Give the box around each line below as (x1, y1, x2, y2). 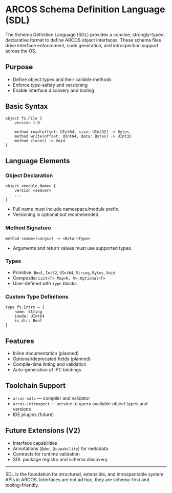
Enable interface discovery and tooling (12, 87, 95, 93)
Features (5, 337, 34, 345)
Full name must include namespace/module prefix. (12, 206, 120, 212)
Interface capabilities (12, 440, 57, 446)
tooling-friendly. (5, 482, 39, 488)
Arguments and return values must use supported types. (12, 245, 132, 251)
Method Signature (5, 224, 51, 231)
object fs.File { (5, 115, 42, 121)
